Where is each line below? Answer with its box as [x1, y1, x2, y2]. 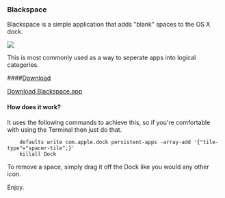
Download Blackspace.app [7, 87, 83, 96]
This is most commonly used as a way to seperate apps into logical [7, 53, 196, 62]
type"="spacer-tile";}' [7, 145, 75, 152]
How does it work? [7, 102, 62, 111]
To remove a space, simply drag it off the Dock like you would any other [7, 162, 210, 171]
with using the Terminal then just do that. [7, 125, 122, 134]
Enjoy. [7, 183, 25, 191]
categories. [7, 61, 39, 69]
